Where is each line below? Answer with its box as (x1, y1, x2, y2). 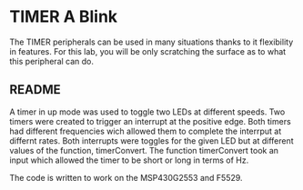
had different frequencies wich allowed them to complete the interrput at (9, 125, 282, 136)
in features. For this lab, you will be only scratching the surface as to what (9, 45, 287, 56)
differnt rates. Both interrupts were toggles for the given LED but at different (9, 135, 294, 146)
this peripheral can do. (9, 55, 94, 66)
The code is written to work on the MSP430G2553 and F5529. (9, 172, 243, 183)
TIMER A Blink (9, 6, 118, 27)
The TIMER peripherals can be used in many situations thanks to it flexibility (9, 36, 294, 47)
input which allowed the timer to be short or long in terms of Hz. (9, 155, 249, 165)
